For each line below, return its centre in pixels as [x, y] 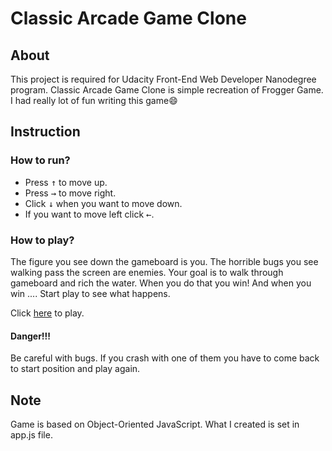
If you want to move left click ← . [89, 214]
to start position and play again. [75, 369]
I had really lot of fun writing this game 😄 [94, 100]
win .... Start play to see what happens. [90, 293]
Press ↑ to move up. [66, 182]
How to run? [40, 160]
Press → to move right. [70, 193]
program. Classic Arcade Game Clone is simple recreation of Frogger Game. [167, 90]
